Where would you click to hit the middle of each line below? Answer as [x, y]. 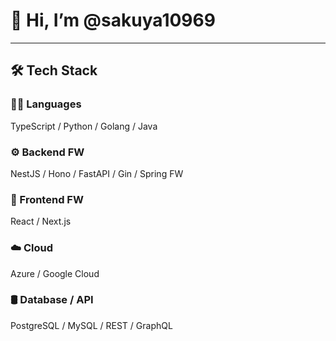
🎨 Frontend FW [47, 199]
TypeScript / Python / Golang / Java [84, 126]
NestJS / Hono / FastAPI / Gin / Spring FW [97, 173]
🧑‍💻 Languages [46, 104]
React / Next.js [41, 221]
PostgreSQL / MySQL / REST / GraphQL [91, 325]
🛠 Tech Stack [54, 70]
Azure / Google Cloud [55, 273]
